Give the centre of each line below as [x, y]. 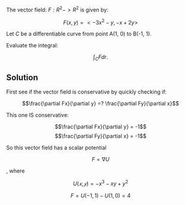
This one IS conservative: [37, 115]
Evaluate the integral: [32, 46]
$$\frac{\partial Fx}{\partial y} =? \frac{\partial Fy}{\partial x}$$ [101, 103]
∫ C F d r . [101, 58]
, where [16, 171]
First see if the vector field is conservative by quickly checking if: [87, 92]
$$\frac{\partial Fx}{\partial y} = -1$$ [101, 126]
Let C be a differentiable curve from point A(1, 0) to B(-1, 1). [79, 34]
